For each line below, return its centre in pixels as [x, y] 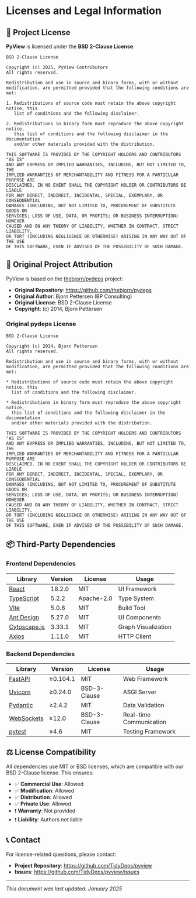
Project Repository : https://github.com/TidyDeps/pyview [83, 865]
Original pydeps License [41, 324]
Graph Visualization [145, 626]
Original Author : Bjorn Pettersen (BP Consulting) [73, 296]
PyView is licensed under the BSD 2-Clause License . [71, 46]
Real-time [136, 715]
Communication [145, 722]
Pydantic [21, 705]
